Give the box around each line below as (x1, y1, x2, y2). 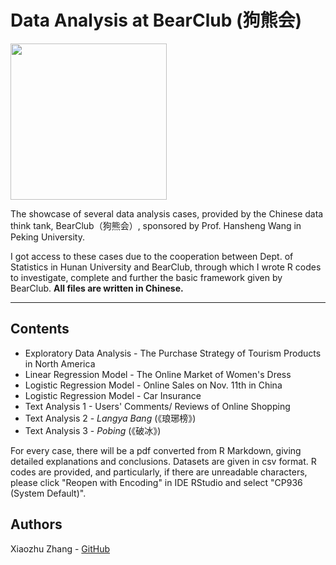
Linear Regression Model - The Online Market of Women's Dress (24, 368, 292, 380)
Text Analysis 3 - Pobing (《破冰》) (24, 424, 162, 436)
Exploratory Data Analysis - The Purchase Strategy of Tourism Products (24, 347, 322, 359)
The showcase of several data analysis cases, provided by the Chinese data (10, 207, 324, 220)
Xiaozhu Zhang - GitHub (10, 542, 111, 555)
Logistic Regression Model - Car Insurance (24, 389, 202, 401)
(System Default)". (10, 487, 87, 499)
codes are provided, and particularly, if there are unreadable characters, (10, 466, 308, 478)
